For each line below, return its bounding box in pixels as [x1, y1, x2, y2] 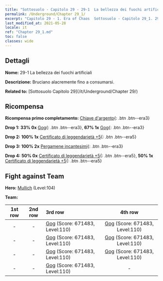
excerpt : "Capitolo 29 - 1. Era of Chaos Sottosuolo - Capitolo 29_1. [5, 16, 153, 21]
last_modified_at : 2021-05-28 [5, 20, 66, 26]
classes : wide [5, 39, 34, 44]
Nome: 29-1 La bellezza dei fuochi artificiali [5, 69, 92, 75]
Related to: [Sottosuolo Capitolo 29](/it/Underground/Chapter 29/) [5, 88, 138, 94]
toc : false [5, 34, 27, 39]
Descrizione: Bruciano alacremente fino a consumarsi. [5, 79, 114, 85]
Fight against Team [5, 172, 65, 180]
